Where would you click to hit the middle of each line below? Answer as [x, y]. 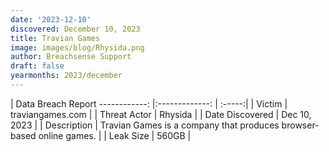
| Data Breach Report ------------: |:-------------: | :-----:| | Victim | [149, 103]
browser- [300, 125]
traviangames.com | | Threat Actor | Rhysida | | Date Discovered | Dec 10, [161, 114]
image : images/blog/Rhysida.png [77, 47]
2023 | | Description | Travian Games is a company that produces [145, 125]
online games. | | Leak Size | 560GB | [115, 135]
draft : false [37, 66]
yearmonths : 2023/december [66, 76]
